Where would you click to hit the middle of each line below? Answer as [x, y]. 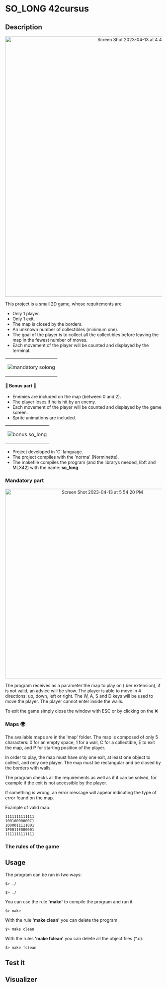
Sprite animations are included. [44, 418]
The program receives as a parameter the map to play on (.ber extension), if [83, 685]
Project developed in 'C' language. [48, 452]
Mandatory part [25, 481]
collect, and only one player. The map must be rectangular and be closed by [83, 762]
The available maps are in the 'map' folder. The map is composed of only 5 [82, 737]
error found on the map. [30, 798]
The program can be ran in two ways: [43, 874]
